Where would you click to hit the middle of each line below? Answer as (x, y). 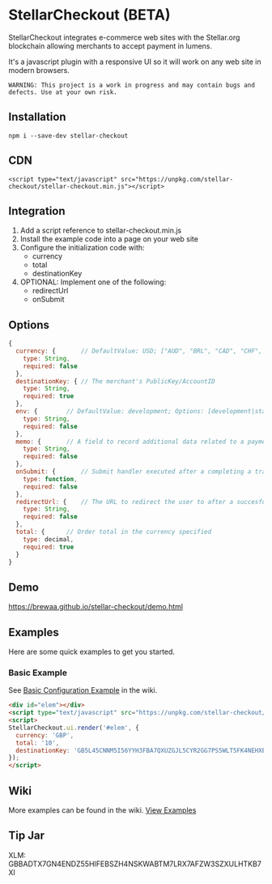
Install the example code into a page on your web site (109, 239)
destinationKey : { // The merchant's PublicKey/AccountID (116, 381)
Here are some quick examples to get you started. (92, 652)
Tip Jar (26, 836)
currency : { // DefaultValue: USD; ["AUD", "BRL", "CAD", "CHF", (139, 351)
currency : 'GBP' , (45, 735)
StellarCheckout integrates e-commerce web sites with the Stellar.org (124, 37)
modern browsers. (39, 70)
